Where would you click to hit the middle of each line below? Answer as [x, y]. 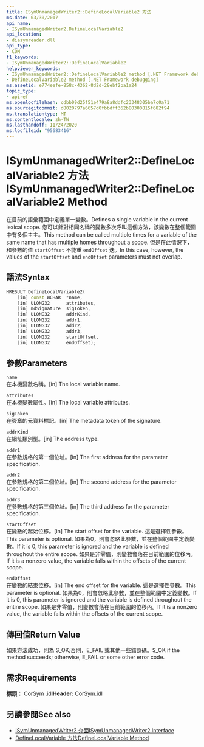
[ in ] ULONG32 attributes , [57, 303]
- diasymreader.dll [31, 40]
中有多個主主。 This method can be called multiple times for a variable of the [102, 234]
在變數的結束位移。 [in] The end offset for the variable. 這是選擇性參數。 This [101, 585]
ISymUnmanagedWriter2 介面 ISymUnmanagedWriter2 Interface [95, 730]
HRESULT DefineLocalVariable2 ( [46, 292]
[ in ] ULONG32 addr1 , [50, 320]
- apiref [17, 97]
